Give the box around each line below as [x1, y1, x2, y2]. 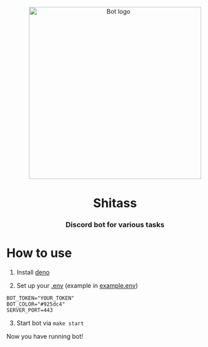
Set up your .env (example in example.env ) [16, 282, 138, 290]
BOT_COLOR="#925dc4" [6, 301, 66, 308]
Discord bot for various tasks [65, 220, 165, 230]
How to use [6, 245, 72, 261]
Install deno [16, 269, 50, 277]
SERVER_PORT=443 [6, 307, 53, 314]
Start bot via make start [16, 319, 84, 327]
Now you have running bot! [6, 333, 83, 341]
